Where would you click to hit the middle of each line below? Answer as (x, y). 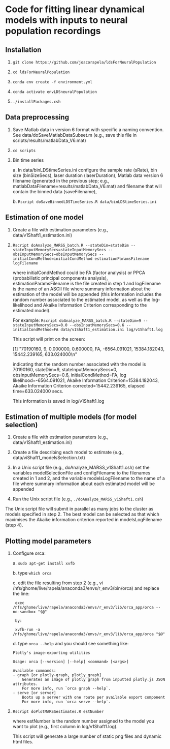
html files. (23, 742)
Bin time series (28, 160)
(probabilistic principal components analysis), (60, 278)
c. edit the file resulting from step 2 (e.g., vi (58, 583)
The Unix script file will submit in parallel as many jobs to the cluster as (79, 509)
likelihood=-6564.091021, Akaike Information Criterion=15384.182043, (86, 380)
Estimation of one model (44, 217)
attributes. (25, 684)
